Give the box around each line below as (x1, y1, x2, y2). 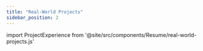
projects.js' (6, 38, 35, 45)
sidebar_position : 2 (6, 15, 59, 21)
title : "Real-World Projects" (6, 8, 84, 15)
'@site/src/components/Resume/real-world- (85, 31, 197, 38)
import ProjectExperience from (6, 31, 84, 38)
